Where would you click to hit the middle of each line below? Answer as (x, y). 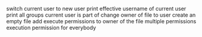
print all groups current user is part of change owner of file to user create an (101, 15)
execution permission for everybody (51, 27)
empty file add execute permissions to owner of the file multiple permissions (101, 21)
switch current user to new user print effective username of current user (96, 9)
